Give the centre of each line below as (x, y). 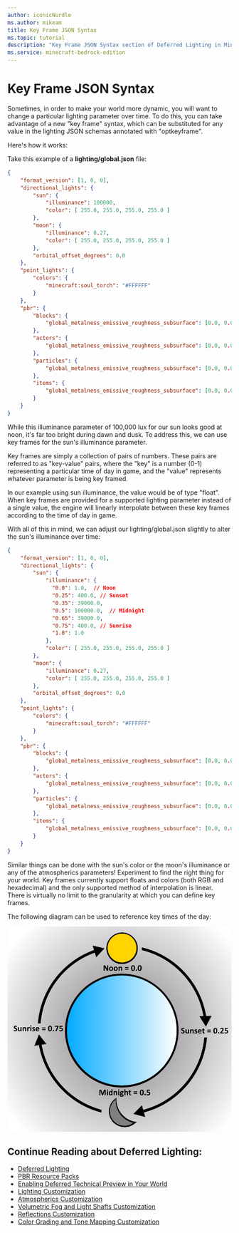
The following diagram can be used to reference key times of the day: (109, 917)
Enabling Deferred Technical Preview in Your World (92, 1184)
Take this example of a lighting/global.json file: (77, 159)
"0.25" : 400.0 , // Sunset (91, 596)
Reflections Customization (56, 1214)
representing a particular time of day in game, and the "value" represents (115, 471)
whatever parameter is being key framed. (68, 478)
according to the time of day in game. (62, 515)
